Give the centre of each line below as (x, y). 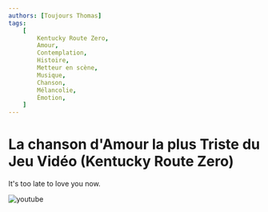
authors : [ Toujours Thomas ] (55, 16)
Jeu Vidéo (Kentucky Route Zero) (121, 162)
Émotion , (52, 98)
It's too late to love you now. (55, 184)
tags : (17, 23)
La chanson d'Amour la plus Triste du (134, 144)
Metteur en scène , (68, 68)
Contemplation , (62, 53)
